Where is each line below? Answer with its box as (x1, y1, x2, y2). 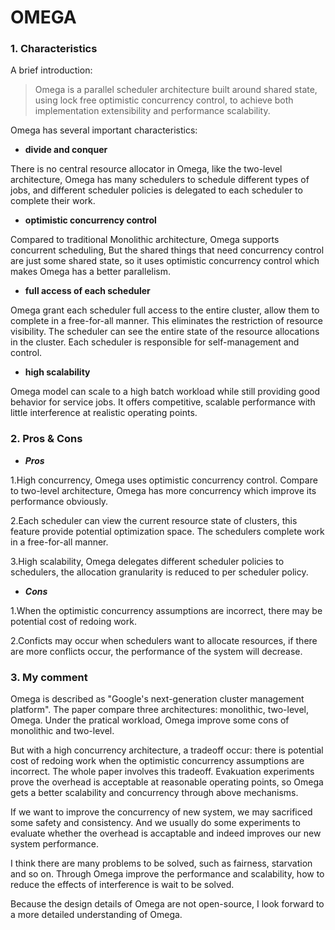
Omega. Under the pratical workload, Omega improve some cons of (10, 714, 290, 726)
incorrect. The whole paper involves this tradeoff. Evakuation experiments (10, 766, 315, 778)
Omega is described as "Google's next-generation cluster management (10, 693, 305, 705)
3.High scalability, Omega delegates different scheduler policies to (10, 555, 285, 567)
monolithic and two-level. (10, 725, 115, 737)
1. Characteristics (10, 42, 98, 56)
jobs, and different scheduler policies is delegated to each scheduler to (10, 184, 303, 196)
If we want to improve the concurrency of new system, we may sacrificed (10, 806, 313, 818)
